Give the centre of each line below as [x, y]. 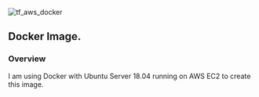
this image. [26, 84]
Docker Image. [45, 36]
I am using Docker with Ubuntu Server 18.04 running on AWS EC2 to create [129, 76]
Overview [27, 59]
